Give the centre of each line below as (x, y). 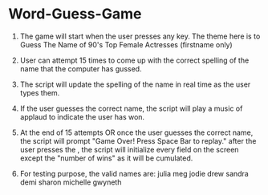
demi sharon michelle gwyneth (71, 182)
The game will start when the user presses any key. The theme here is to (140, 36)
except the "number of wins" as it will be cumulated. (106, 158)
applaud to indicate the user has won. (82, 116)
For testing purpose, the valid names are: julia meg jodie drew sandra (134, 173)
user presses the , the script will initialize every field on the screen (129, 149)
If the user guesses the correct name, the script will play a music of (131, 108)
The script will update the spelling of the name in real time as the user (135, 84)
